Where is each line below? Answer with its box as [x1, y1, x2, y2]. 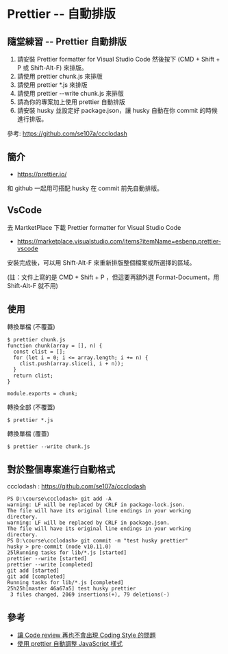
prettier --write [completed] [7, 562, 94, 568]
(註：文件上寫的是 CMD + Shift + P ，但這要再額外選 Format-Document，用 [7, 273, 220, 281]
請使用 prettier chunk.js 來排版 [16, 73, 103, 80]
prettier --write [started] [7, 555, 88, 562]
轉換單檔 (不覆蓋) [7, 323, 56, 331]
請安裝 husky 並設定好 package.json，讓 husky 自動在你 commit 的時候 [16, 107, 218, 114]
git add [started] [7, 567, 60, 575]
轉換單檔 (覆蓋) [7, 430, 50, 438]
